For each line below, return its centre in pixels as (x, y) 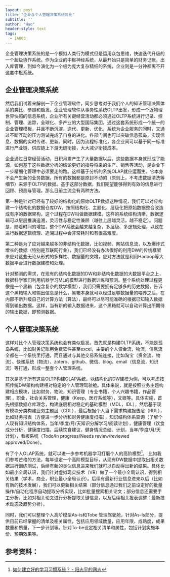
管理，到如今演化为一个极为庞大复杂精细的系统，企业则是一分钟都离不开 (89, 66)
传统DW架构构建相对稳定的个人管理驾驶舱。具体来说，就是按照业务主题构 (86, 385)
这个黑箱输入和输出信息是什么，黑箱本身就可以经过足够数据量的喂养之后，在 (85, 292)
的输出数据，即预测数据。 (32, 312)
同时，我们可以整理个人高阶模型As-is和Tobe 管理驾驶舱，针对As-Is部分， (82, 515)
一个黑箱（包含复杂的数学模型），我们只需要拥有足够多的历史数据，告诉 (88, 286)
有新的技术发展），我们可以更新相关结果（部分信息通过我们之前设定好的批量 (84, 485)
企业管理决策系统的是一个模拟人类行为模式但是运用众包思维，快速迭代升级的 (85, 53)
